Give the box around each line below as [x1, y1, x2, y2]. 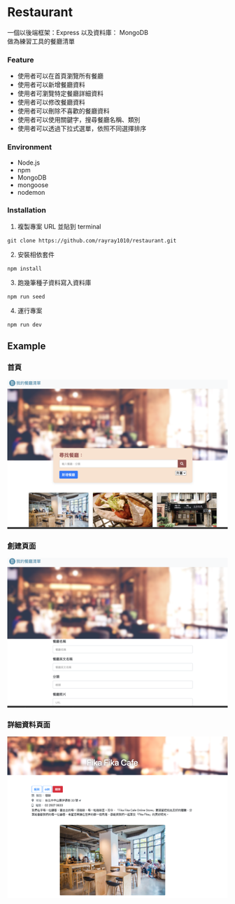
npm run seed [7, 293, 45, 300]
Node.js [17, 158, 41, 167]
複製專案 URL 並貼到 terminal [17, 222, 101, 231]
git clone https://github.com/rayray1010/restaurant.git [7, 237, 177, 244]
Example [7, 341, 46, 352]
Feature [7, 55, 34, 64]
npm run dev [7, 321, 42, 328]
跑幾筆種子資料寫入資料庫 [17, 278, 92, 287]
